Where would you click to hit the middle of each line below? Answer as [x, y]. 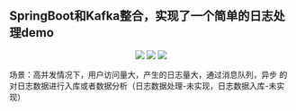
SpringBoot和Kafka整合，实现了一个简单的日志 [142, 16]
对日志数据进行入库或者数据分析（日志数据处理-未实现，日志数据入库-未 [143, 85]
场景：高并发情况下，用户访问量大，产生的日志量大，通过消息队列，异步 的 [148, 74]
